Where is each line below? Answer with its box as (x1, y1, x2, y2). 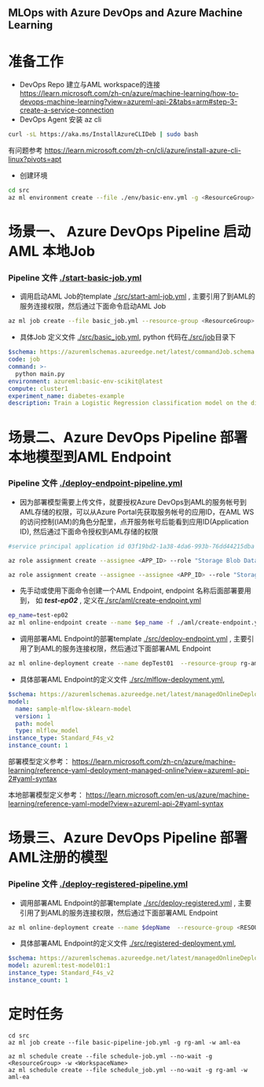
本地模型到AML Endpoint (8, 448, 171, 466)
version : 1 (15, 712, 51, 720)
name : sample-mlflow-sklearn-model (15, 705, 132, 713)
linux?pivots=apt (8, 155, 62, 164)
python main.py (15, 369, 65, 378)
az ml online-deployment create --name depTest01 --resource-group (8, 659, 237, 667)
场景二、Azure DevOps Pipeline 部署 (8, 428, 248, 446)
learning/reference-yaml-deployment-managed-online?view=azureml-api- (8, 766, 250, 775)
